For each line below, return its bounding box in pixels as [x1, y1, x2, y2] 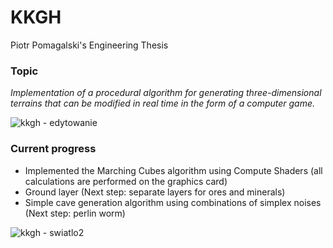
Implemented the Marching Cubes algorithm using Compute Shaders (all [24, 164, 323, 176]
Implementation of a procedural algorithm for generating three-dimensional [10, 87, 322, 99]
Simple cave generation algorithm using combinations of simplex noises [24, 196, 322, 208]
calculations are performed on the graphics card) [24, 175, 228, 187]
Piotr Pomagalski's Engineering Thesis [10, 39, 169, 51]
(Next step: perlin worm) [24, 207, 126, 219]
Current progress [10, 142, 97, 156]
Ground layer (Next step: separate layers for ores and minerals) [24, 186, 286, 198]
